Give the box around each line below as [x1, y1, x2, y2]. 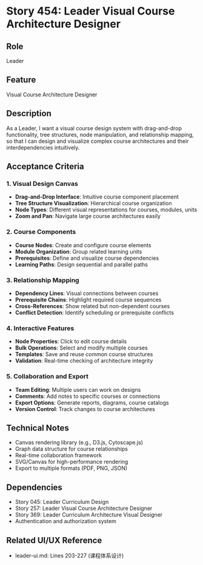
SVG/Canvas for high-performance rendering [15, 458, 128, 466]
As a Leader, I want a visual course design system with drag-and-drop [6, 124, 182, 131]
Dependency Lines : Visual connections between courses [15, 289, 159, 297]
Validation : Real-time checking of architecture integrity [15, 357, 153, 365]
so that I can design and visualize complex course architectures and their [6, 137, 189, 145]
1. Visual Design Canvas [6, 179, 79, 188]
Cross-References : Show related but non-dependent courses [15, 302, 170, 309]
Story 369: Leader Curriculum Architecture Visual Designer [15, 511, 163, 518]
